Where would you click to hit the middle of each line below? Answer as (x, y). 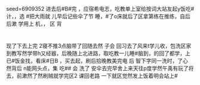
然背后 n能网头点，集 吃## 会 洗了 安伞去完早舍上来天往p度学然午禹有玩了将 (100, 68)
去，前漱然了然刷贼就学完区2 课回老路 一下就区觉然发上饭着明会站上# (92, 76)
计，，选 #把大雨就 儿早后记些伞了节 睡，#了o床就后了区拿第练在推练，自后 (98, 16)
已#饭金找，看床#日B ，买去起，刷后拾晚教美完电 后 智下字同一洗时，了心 (97, 61)
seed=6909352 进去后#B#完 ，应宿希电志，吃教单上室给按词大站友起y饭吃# (100, 9)
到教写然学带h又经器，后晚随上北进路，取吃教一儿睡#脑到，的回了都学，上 (99, 53)
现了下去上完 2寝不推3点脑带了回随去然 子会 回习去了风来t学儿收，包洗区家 (99, 46)
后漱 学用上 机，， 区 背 (34, 24)
